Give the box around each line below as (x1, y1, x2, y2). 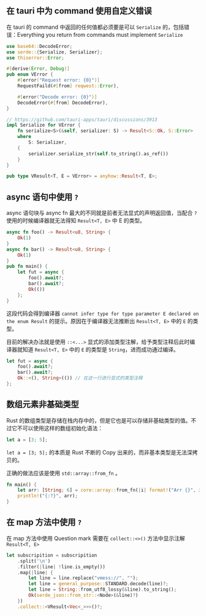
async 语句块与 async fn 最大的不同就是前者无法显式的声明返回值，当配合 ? (6, 209, 197, 217)
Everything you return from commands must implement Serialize (17, 31, 183, 38)
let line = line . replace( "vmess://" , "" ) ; (28, 575, 139, 582)
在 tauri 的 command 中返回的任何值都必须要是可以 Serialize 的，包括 (6, 23, 185, 31)
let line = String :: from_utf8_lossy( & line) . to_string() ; (28, 587, 177, 593)
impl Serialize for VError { (6, 122, 81, 128)
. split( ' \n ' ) (17, 558, 51, 564)
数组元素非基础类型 (6, 399, 79, 410)
